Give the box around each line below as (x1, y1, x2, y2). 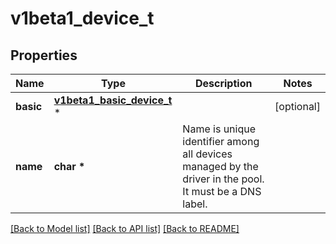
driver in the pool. (182, 172, 265, 186)
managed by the (182, 160, 259, 173)
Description (194, 77, 253, 90)
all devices (182, 147, 233, 161)
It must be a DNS (182, 185, 262, 198)
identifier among (182, 135, 260, 148)
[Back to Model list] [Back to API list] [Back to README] (10, 223, 240, 234)
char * (53, 160, 86, 173)
